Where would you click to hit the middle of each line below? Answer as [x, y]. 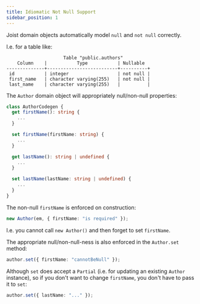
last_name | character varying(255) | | [79, 84]
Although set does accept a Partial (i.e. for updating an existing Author [96, 271]
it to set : [17, 284]
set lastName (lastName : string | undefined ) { [72, 179]
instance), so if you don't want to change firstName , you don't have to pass [100, 277]
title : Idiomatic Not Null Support [51, 12]
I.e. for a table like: [29, 47]
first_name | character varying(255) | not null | [79, 79]
